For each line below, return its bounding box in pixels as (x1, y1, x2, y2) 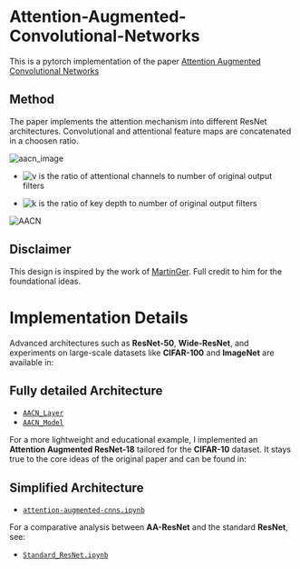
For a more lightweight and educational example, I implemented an (9, 434, 258, 445)
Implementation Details (9, 307, 189, 328)
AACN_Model (22, 418, 64, 428)
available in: (9, 356, 54, 367)
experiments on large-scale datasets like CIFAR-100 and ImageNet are (9, 347, 275, 358)
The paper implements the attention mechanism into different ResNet (9, 115, 267, 126)
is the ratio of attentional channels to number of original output (38, 170, 273, 181)
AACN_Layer (22, 409, 64, 418)
